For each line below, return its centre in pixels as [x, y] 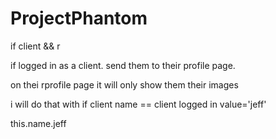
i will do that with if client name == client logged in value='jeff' [138, 104]
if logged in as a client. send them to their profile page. [123, 65]
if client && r [35, 46]
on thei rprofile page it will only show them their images [124, 84]
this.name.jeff [38, 123]
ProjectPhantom [79, 18]
